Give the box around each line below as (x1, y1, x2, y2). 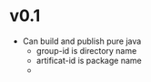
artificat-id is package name (35, 55, 143, 66)
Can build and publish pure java (22, 36, 142, 46)
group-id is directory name (35, 45, 137, 56)
